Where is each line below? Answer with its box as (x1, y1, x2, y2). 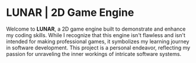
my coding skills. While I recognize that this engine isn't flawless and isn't (6, 31, 185, 38)
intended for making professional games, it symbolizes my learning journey (6, 38, 189, 45)
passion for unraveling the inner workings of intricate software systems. (6, 50, 182, 57)
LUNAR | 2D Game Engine (6, 6, 134, 19)
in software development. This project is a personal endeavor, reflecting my (6, 44, 191, 51)
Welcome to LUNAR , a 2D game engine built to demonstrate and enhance (6, 25, 186, 32)
